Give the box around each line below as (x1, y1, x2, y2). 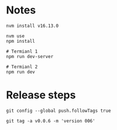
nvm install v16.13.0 (6, 23, 59, 29)
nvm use (6, 33, 25, 39)
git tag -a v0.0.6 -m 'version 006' (6, 118, 95, 124)
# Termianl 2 (6, 64, 38, 70)
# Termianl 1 (6, 48, 38, 54)
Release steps (6, 88, 76, 102)
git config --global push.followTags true (6, 108, 111, 114)
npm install (6, 38, 35, 44)
